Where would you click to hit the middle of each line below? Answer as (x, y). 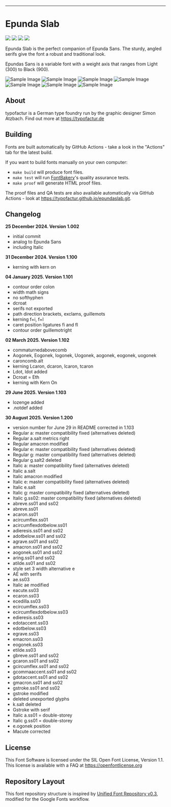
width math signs (31, 292)
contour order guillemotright (42, 330)
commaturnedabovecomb (40, 350)
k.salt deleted (27, 704)
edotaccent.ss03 (30, 623)
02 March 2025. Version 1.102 (37, 340)
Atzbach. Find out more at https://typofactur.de (55, 118)
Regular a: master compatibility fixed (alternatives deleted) (74, 433)
